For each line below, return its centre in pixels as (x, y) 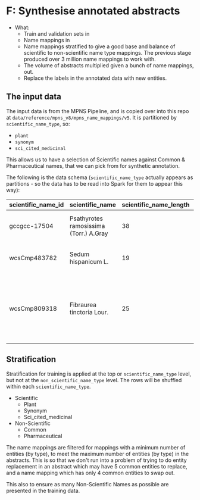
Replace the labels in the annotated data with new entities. (95, 78)
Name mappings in (47, 40)
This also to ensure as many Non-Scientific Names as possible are (87, 484)
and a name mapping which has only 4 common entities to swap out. (90, 473)
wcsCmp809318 (33, 308)
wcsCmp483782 (33, 258)
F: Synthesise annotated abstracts (93, 11)
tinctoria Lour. (89, 312)
